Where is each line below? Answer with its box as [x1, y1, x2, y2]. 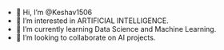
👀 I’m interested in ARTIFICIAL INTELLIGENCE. [15, 16, 170, 25]
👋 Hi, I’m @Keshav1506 [15, 8, 93, 17]
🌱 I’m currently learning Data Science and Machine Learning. [15, 25, 217, 33]
